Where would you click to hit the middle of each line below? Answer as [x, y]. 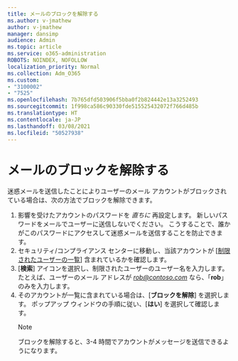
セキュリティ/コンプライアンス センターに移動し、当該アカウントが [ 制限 [124, 251]
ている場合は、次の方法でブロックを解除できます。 [82, 200]
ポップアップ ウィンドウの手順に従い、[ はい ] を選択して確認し [123, 304]
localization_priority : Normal [54, 67]
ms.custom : [23, 80]
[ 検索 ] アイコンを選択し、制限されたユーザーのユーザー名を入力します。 [123, 269]
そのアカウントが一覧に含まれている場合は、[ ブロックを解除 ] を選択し [120, 295]
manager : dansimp [33, 34]
